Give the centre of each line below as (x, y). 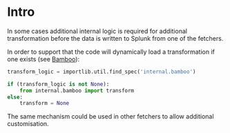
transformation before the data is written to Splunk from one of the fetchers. (115, 38)
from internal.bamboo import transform (77, 90)
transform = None (45, 103)
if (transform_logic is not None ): (58, 84)
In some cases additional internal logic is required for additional (97, 31)
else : (15, 97)
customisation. (28, 124)
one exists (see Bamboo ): (44, 59)
